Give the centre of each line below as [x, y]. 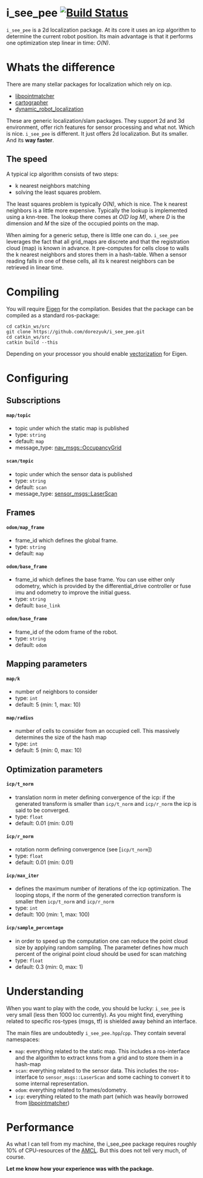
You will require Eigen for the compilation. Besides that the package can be [100, 309]
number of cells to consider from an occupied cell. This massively [97, 731]
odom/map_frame [25, 527]
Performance [40, 1127]
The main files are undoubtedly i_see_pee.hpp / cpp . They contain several [96, 1033]
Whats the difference [61, 68]
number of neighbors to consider [56, 692]
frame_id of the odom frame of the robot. [66, 632]
